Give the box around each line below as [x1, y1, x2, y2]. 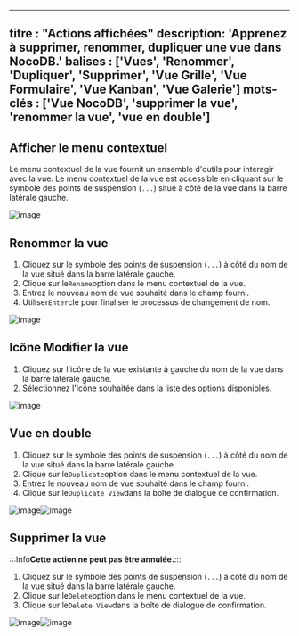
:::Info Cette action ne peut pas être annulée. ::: [9, 554, 182, 565]
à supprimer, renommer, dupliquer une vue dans [9, 40, 282, 55]
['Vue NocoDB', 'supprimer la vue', [42, 95, 238, 112]
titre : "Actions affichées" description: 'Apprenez [9, 26, 287, 41]
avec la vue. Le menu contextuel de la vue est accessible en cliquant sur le [9, 173, 284, 184]
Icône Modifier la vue [9, 340, 129, 355]
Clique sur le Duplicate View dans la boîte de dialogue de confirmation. [21, 487, 279, 498]
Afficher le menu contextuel [9, 140, 167, 155]
